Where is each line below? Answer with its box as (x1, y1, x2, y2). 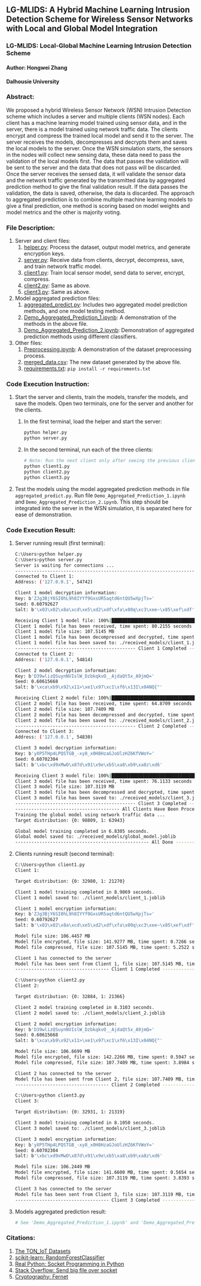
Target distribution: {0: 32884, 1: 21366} (14, 994, 126, 1000)
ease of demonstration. (14, 511, 73, 518)
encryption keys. (23, 250, 66, 257)
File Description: (6, 224, 56, 232)
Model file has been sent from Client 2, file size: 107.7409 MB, (14, 1076, 184, 1082)
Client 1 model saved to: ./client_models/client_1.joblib (14, 895, 166, 901)
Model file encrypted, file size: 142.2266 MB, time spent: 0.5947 (14, 1054, 187, 1060)
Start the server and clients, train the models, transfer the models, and (14, 394, 188, 401)
